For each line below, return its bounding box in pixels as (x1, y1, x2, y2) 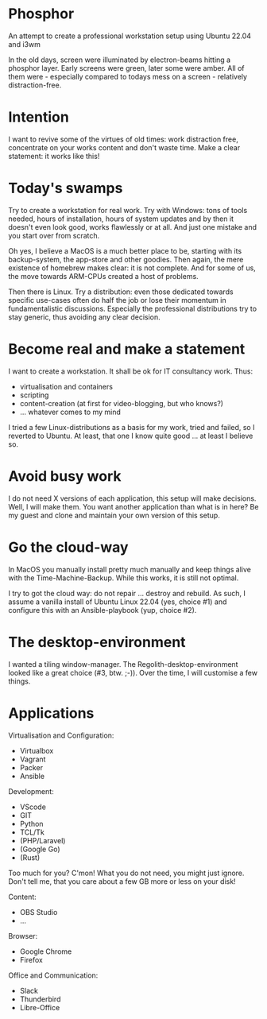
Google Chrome (19, 947, 72, 956)
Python (19, 819, 44, 828)
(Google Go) (19, 844, 61, 854)
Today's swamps (8, 180, 123, 197)
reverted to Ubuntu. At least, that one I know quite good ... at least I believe (8, 431, 253, 440)
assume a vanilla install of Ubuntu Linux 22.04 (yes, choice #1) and (8, 597, 227, 606)
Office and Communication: (8, 971, 99, 980)
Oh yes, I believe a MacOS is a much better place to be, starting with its (8, 246, 242, 255)
